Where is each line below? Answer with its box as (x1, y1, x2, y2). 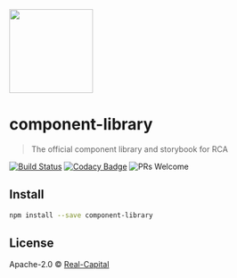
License (9, 236, 54, 251)
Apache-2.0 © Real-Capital (9, 259, 110, 270)
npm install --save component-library (9, 210, 153, 220)
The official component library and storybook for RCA (30, 143, 229, 155)
